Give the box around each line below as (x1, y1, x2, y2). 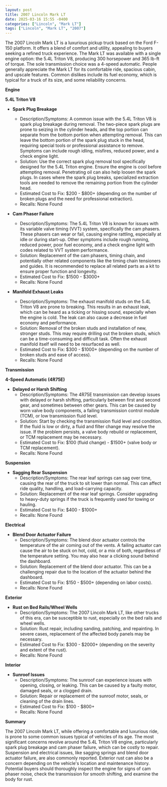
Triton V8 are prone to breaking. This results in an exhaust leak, (19, 304, 151, 310)
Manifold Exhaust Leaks (12, 289, 64, 295)
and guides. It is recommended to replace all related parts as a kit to (19, 263, 160, 269)
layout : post (5, 7, 32, 13)
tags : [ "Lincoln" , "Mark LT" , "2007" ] (5, 26, 86, 31)
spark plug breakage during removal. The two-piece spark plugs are (19, 121, 161, 127)
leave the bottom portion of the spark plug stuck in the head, (19, 137, 145, 143)
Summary (5, 719, 26, 725)
